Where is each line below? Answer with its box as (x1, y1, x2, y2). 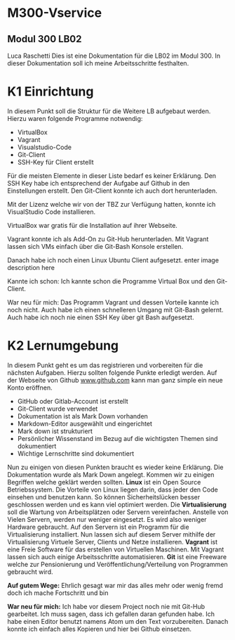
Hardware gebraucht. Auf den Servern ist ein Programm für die (7, 523, 189, 531)
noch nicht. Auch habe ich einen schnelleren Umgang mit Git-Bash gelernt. (7, 305, 224, 314)
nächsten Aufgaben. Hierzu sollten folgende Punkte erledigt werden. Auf (7, 368, 217, 377)
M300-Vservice (7, 5, 102, 21)
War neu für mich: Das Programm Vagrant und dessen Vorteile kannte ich (7, 297, 220, 307)
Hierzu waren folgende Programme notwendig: (7, 114, 143, 122)
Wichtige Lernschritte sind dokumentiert (17, 449, 135, 458)
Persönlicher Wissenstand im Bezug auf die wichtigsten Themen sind (17, 434, 218, 442)
